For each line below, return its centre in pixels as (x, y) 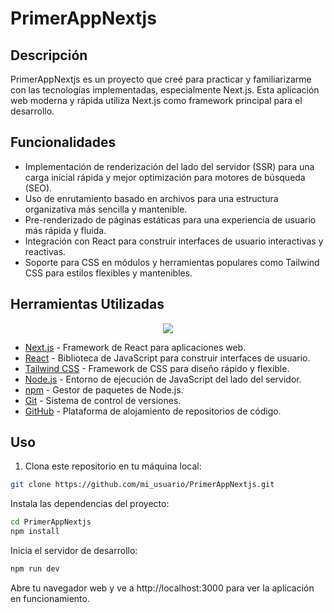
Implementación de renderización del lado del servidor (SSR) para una (169, 166)
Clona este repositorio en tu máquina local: (113, 466)
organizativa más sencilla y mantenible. (106, 209)
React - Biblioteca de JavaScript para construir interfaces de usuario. (167, 358)
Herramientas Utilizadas (87, 304)
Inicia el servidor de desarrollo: (74, 551)
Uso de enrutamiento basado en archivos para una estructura (151, 198)
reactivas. (45, 251)
